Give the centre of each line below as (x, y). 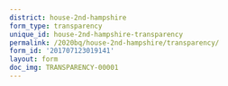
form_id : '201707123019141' (62, 51)
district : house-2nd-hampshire (68, 17)
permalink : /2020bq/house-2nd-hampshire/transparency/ (114, 43)
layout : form (34, 59)
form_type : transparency (56, 26)
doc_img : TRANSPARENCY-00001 (64, 68)
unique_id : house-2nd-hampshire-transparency (96, 34)
